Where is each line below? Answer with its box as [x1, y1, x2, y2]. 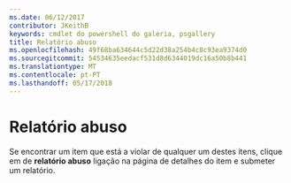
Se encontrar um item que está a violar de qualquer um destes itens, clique [9, 146, 283, 156]
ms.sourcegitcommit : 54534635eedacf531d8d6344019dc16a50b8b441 [9, 54, 248, 63]
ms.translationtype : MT [9, 63, 97, 72]
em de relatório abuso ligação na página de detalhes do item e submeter [9, 156, 276, 166]
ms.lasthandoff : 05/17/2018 [9, 79, 113, 88]
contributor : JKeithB [9, 21, 89, 30]
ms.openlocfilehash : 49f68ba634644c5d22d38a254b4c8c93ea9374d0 [9, 46, 248, 55]
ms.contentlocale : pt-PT [9, 71, 101, 80]
